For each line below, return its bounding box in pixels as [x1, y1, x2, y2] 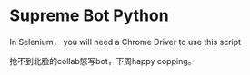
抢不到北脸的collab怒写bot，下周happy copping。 [9, 55, 196, 66]
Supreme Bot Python [9, 5, 170, 26]
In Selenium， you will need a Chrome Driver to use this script [9, 36, 242, 47]
